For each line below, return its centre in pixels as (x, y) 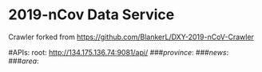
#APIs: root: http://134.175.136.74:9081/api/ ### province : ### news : (119, 52)
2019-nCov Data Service (91, 15)
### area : (24, 61)
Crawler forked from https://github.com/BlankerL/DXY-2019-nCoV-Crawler (131, 37)
